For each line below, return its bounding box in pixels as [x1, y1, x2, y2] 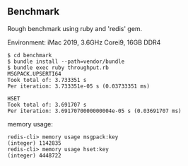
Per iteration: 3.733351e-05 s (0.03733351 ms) [7, 83, 151, 90]
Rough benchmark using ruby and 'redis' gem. [7, 24, 143, 32]
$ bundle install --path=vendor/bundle [7, 58, 125, 65]
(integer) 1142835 [7, 139, 61, 147]
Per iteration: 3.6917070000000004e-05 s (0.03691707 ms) [7, 107, 182, 114]
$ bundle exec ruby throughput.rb [7, 64, 110, 71]
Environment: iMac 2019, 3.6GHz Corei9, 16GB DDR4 [7, 38, 161, 47]
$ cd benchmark [7, 52, 52, 59]
